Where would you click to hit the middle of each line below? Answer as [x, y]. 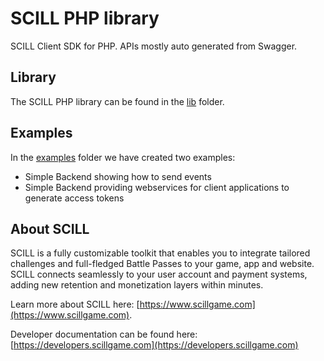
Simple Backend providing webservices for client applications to [157, 187]
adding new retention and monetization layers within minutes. [137, 285]
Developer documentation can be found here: [104, 334]
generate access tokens [74, 198]
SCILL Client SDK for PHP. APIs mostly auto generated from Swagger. [154, 46]
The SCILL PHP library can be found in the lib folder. [117, 101]
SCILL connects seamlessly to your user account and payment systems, [159, 274]
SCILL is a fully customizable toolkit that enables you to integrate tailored [160, 253]
